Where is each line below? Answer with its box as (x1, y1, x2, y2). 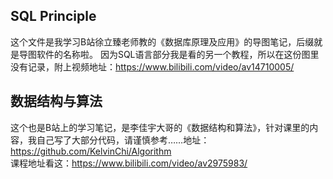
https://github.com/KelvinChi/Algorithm (10, 145, 172, 157)
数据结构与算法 (10, 93, 103, 110)
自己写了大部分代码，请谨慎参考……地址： (36, 134, 210, 146)
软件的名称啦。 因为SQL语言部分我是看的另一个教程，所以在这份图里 (36, 48, 320, 60)
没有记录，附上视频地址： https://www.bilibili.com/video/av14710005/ (10, 60, 295, 73)
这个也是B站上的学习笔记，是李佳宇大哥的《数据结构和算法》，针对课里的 (10, 121, 310, 133)
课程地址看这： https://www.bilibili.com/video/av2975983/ (10, 157, 248, 169)
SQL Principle (10, 8, 97, 25)
